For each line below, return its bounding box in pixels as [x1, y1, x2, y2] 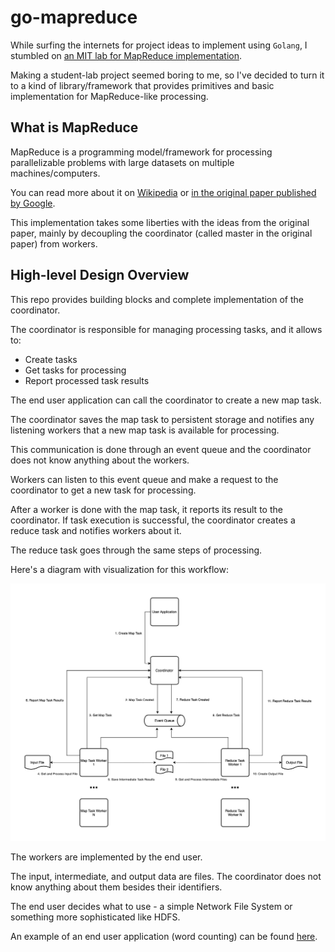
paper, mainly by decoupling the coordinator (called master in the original [10, 227, 313, 239]
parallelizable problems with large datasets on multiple [10, 156, 235, 168]
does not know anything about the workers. [10, 454, 190, 466]
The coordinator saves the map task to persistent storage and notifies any [10, 413, 315, 425]
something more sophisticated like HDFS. [10, 911, 181, 923]
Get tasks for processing [24, 364, 127, 376]
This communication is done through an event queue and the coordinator [10, 443, 312, 455]
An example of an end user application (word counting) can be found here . [10, 930, 318, 942]
